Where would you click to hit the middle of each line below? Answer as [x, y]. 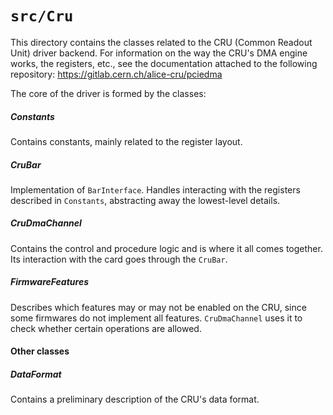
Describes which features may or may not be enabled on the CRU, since [158, 307]
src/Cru [42, 16]
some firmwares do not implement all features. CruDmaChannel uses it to [156, 318]
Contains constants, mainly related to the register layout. [126, 141]
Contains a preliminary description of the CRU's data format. [135, 399]
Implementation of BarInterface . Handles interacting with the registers [155, 189]
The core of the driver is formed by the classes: [108, 93]
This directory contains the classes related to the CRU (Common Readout [161, 42]
